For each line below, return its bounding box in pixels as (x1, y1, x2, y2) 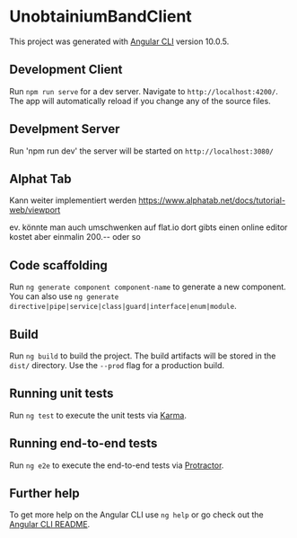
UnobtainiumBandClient (9, 6, 193, 27)
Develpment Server (9, 121, 120, 137)
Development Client (9, 62, 123, 77)
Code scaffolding (9, 258, 108, 273)
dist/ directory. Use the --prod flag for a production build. (9, 360, 224, 370)
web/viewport (9, 205, 61, 216)
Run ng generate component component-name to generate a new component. (9, 281, 287, 293)
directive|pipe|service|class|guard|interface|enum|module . (9, 301, 237, 312)
